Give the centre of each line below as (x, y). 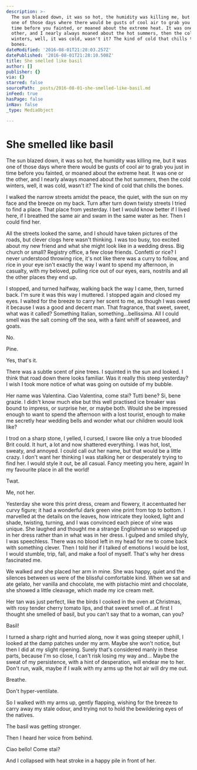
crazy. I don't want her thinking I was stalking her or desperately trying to (94, 457)
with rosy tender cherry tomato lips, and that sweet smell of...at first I (89, 608)
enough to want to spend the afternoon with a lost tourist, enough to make (96, 414)
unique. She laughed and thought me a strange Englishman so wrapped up (96, 529)
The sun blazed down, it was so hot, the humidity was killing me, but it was (96, 161)
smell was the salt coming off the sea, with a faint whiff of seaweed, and (94, 320)
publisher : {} (23, 72)
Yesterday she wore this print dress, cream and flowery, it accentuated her (96, 504)
